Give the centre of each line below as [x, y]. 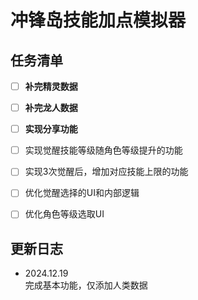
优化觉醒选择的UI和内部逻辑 [82, 193]
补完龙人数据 [51, 108]
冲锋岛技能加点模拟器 [98, 20]
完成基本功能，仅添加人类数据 [86, 285]
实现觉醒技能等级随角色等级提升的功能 [103, 150]
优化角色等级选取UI [64, 214]
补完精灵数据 [51, 86]
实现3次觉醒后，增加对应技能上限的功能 [106, 172]
